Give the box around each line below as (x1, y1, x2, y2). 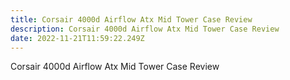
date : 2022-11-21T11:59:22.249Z (10, 33, 145, 43)
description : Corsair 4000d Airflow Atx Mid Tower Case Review (10, 24, 280, 34)
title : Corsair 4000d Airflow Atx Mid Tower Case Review (10, 14, 253, 25)
